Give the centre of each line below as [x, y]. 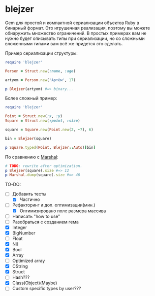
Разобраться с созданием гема [45, 222]
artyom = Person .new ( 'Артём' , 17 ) [41, 80]
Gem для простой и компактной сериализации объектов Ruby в [72, 23]
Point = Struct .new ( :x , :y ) [34, 116]
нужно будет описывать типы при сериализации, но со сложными [75, 38]
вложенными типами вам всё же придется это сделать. [64, 43]
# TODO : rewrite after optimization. [44, 166]
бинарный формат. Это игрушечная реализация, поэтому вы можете [77, 28]
